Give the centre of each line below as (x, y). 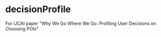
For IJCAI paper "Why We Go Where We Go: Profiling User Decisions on (81, 23)
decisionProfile (38, 9)
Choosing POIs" (22, 28)
